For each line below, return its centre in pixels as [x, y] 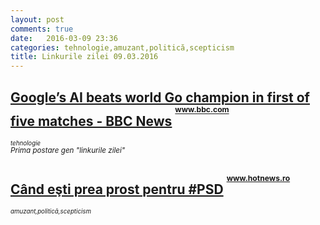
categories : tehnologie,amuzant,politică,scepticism [122, 47]
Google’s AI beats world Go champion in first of [160, 97]
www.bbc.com [202, 109]
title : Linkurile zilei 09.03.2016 [84, 57]
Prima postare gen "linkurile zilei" [68, 151]
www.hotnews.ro [258, 178]
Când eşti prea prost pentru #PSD [117, 189]
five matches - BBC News [91, 121]
